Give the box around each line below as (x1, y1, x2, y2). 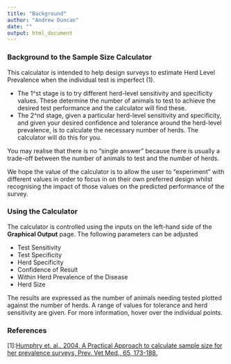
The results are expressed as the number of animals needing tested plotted (7, 293, 222, 302)
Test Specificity (17, 250, 62, 259)
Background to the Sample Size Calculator (7, 53, 153, 62)
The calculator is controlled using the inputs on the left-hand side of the (7, 223, 212, 231)
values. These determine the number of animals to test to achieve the (17, 96, 216, 105)
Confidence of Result (17, 265, 78, 274)
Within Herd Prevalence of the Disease (17, 272, 128, 281)
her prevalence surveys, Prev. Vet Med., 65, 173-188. (7, 349, 158, 357)
